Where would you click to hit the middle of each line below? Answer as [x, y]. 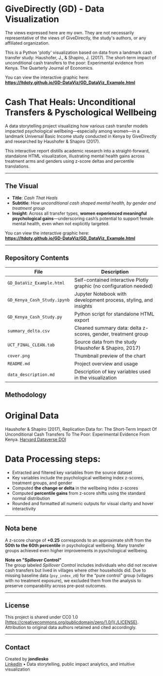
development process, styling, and [114, 300]
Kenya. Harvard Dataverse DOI [36, 439]
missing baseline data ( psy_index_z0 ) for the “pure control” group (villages [79, 575]
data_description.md [31, 374]
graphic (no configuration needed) [114, 286]
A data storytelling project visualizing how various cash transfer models [76, 126]
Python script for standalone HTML [114, 314]
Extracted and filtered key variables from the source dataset [72, 473]
